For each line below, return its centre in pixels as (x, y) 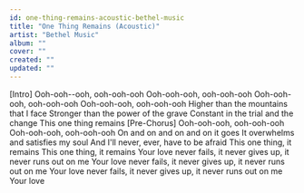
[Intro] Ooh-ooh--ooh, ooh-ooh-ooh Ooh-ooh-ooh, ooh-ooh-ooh (131, 94)
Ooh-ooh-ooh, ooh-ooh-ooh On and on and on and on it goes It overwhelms (152, 132)
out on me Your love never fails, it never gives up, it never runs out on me (146, 171)
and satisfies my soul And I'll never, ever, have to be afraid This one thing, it (151, 142)
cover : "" (28, 52)
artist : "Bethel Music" (54, 34)
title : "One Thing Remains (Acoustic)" (85, 26)
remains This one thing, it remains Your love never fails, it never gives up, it (149, 151)
